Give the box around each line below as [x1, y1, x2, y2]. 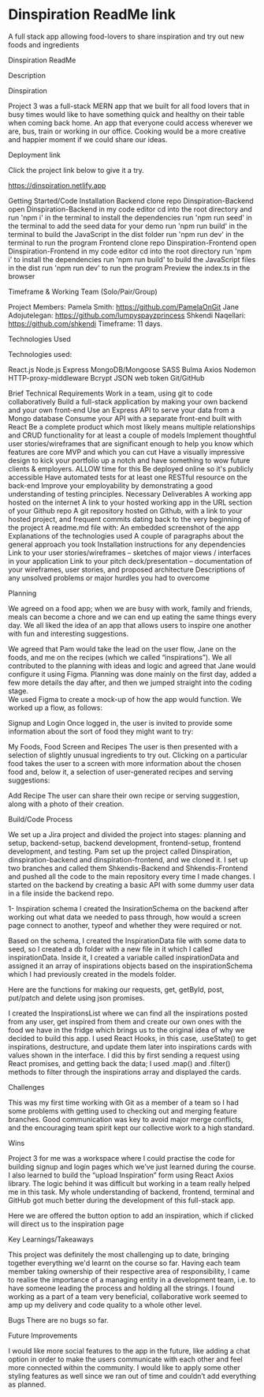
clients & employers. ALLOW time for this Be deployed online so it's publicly [8, 464, 254, 473]
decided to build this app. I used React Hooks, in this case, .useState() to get [8, 1033, 257, 1043]
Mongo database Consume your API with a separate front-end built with [8, 413, 242, 423]
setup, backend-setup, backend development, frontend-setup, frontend [8, 838, 242, 847]
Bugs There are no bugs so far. [8, 1315, 109, 1324]
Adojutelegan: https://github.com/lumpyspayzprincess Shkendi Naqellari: [8, 310, 246, 320]
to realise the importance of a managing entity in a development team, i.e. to [8, 1275, 256, 1284]
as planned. [8, 1380, 46, 1389]
